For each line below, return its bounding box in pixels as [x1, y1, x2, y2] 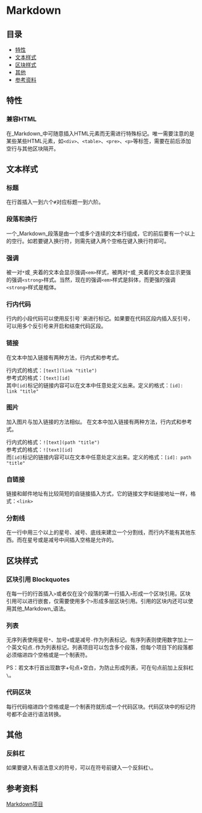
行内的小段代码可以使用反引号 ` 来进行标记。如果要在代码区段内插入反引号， [6, 315, 194, 322]
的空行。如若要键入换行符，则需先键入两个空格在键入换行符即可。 [6, 237, 170, 244]
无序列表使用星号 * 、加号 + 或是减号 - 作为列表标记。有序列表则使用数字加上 [6, 636, 188, 643]
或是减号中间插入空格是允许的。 [37, 536, 117, 544]
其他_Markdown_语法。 [11, 605, 69, 612]
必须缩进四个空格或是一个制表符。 [6, 651, 91, 658]
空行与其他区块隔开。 [6, 145, 59, 152]
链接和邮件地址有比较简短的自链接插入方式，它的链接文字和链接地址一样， [6, 490, 191, 497]
